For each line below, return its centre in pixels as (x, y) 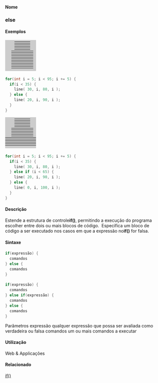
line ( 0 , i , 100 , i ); (37, 188)
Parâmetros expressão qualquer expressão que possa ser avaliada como (79, 325)
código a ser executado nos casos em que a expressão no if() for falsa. (77, 231)
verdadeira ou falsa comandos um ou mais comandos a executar (71, 331)
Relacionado (18, 365)
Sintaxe (13, 242)
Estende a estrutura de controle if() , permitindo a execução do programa (79, 220)
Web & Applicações (25, 353)
